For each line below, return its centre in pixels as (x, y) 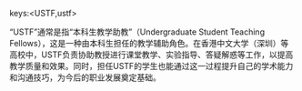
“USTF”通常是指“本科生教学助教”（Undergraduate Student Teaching (137, 32)
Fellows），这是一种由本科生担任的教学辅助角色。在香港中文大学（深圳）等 (149, 43)
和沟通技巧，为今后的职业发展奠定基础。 (85, 77)
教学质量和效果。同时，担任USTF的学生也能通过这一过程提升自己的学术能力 (151, 66)
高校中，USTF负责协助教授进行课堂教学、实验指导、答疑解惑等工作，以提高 (151, 55)
